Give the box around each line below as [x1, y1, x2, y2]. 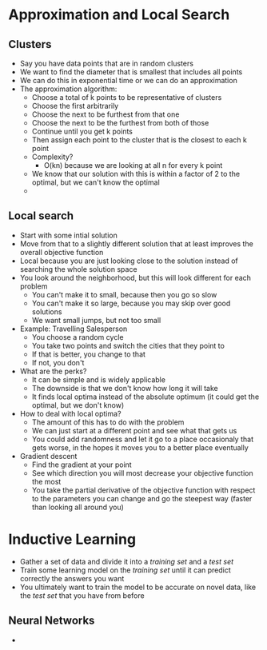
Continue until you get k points [31, 126, 133, 136]
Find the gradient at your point [31, 460, 132, 469]
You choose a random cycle [31, 332, 124, 341]
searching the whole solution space [19, 264, 137, 273]
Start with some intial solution [19, 230, 118, 240]
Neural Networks [8, 614, 95, 628]
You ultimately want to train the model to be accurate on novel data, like [19, 582, 257, 592]
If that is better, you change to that [31, 349, 146, 359]
